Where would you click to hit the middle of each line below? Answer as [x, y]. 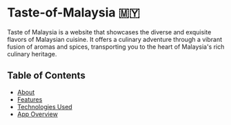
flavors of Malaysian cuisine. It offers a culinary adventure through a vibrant [115, 39]
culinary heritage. [32, 54]
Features [30, 99]
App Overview [38, 114]
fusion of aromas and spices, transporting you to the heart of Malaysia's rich [116, 47]
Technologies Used [44, 106]
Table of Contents [47, 76]
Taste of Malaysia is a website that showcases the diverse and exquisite [109, 32]
